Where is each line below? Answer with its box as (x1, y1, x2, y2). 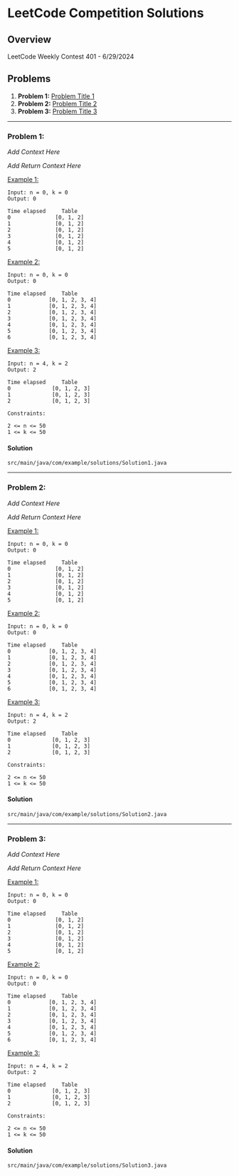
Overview (7, 33, 52, 46)
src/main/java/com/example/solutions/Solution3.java (7, 1162, 167, 1170)
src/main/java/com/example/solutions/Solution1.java (7, 460, 167, 467)
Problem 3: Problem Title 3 (17, 107, 97, 115)
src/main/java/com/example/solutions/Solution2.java (7, 810, 167, 817)
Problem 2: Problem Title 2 (17, 99, 97, 108)
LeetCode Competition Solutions (7, 5, 204, 21)
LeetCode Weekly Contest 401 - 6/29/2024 (7, 52, 134, 61)
